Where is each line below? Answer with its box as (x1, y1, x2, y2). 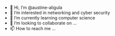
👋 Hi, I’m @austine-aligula (9, 5, 63, 10)
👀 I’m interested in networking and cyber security (9, 10, 110, 16)
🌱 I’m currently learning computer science (9, 15, 95, 20)
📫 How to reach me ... (9, 26, 56, 31)
